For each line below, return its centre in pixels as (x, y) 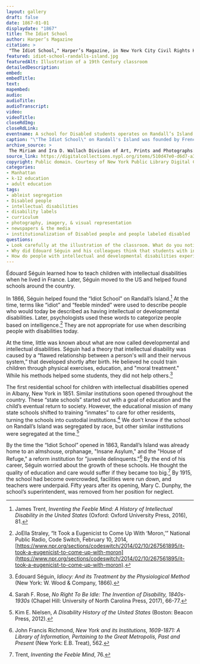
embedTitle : (21, 78)
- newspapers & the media (38, 228)
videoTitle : (21, 117)
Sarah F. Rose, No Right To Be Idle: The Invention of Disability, (91, 594)
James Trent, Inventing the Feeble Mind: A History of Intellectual (93, 509)
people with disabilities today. (43, 331)
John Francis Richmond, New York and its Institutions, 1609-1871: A (97, 630)
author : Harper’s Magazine (40, 39)
